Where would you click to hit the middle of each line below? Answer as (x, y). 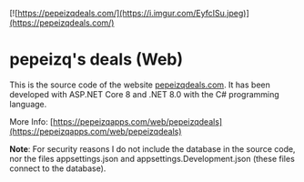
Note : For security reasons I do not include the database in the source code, (152, 148)
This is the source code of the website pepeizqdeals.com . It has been (140, 85)
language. (28, 104)
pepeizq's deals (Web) (96, 60)
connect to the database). (58, 168)
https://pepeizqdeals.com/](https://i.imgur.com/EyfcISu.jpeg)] (134, 13)
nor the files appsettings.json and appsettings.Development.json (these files (152, 158)
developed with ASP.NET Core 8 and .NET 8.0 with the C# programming (144, 94)
